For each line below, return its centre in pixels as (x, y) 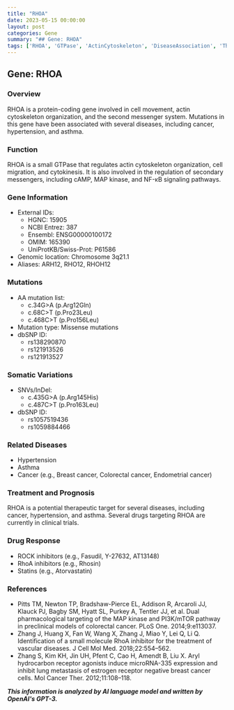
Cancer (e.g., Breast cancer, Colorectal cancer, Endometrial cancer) (115, 475)
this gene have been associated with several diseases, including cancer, (111, 124)
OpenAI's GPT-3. (32, 699)
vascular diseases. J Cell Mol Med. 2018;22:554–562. (94, 649)
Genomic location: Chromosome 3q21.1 (73, 257)
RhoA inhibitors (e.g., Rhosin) (59, 563)
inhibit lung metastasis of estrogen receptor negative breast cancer (114, 671)
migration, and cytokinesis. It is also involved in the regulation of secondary (116, 172)
